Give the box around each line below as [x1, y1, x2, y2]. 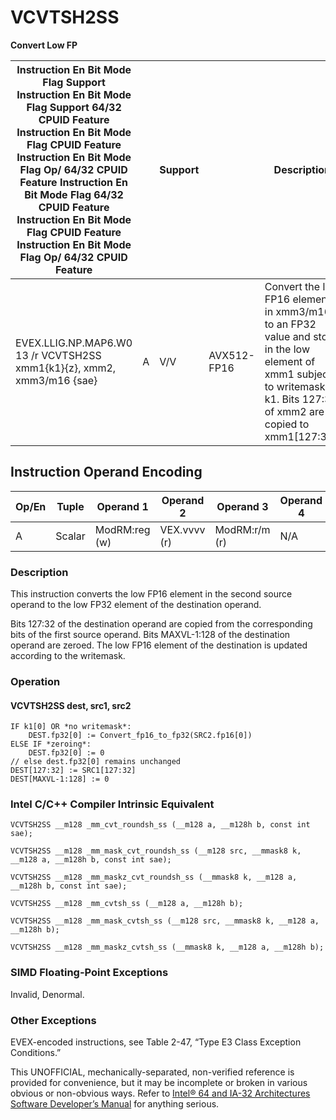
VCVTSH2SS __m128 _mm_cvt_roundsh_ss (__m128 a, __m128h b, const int [10, 820, 311, 830]
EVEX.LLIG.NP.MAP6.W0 [15, 336, 133, 350]
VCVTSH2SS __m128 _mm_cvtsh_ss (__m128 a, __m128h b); [10, 899, 244, 909]
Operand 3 [216, 499, 269, 513]
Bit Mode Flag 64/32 [24, 187, 124, 201]
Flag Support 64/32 [26, 100, 122, 114]
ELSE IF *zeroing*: [10, 739, 92, 750]
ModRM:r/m [214, 522, 271, 536]
